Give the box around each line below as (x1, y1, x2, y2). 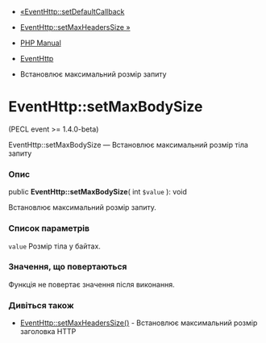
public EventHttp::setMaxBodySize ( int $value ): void (8, 187, 188, 197)
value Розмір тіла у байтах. (8, 241, 101, 251)
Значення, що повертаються (8, 261, 127, 273)
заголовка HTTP (19, 327, 77, 337)
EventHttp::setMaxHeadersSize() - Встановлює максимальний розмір (19, 318, 258, 328)
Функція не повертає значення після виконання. (8, 279, 175, 289)
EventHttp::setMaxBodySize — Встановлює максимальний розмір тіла (8, 140, 248, 149)
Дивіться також (8, 299, 74, 311)
